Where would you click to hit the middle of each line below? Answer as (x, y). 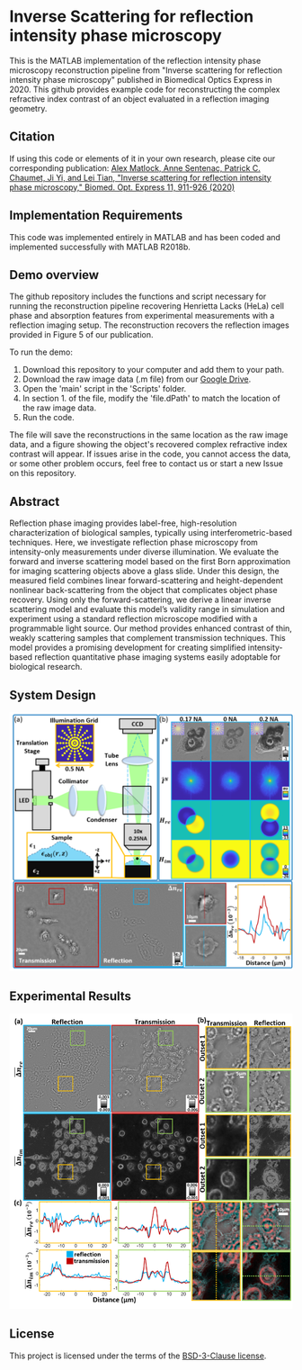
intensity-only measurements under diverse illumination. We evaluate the (144, 552)
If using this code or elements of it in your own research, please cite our (142, 158)
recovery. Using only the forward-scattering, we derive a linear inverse (140, 599)
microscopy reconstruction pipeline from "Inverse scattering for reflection (146, 70)
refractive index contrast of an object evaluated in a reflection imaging (139, 99)
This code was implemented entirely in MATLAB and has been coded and (145, 237)
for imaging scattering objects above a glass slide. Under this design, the (145, 571)
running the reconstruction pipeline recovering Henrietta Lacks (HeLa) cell (147, 306)
